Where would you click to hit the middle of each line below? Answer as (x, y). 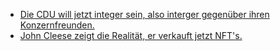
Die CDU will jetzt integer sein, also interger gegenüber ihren (144, 14)
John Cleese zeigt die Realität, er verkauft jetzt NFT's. (131, 35)
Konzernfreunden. (57, 25)
